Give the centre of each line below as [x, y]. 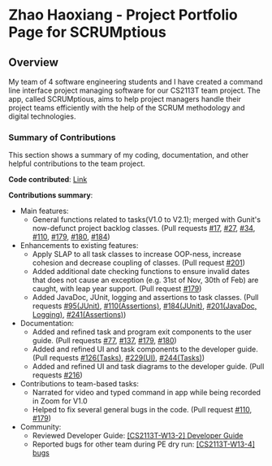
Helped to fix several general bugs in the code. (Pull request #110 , [142, 410]
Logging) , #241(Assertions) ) [79, 315]
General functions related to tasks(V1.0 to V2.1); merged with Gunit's [147, 220]
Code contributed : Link [48, 180]
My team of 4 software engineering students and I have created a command [136, 82]
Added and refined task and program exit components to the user [142, 332]
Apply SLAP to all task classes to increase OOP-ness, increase [137, 255]
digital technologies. [42, 116]
